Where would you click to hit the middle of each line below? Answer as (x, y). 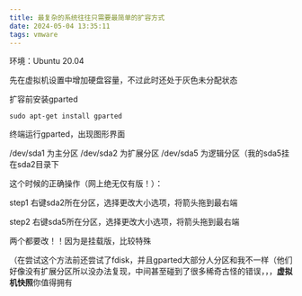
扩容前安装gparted (44, 99)
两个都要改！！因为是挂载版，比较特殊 (80, 241)
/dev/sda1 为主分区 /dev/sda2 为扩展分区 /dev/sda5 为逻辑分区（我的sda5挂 (150, 153)
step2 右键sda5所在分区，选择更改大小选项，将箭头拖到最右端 (124, 222)
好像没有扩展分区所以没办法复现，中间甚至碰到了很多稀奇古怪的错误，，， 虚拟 (151, 272)
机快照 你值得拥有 (41, 283)
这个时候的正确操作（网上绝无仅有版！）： (86, 184)
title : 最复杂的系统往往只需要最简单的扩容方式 (87, 18)
